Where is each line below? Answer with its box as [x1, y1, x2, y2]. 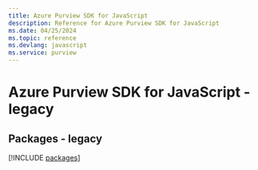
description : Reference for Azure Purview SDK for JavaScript [8, 19, 220, 27]
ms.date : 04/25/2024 [8, 26, 77, 34]
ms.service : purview [8, 49, 77, 57]
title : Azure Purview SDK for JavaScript [8, 11, 149, 20]
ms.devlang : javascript [8, 42, 88, 49]
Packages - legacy [8, 132, 102, 145]
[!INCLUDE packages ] [8, 153, 81, 162]
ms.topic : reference [8, 34, 77, 42]
